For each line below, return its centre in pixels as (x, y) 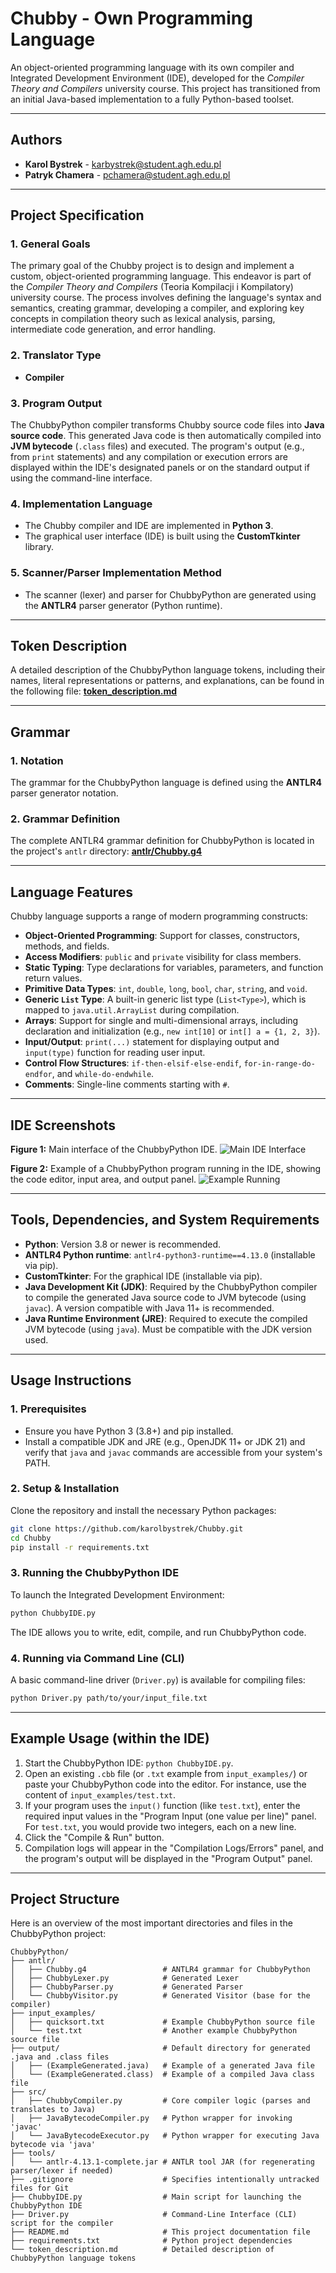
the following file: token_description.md (94, 691)
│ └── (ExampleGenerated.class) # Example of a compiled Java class (162, 2075)
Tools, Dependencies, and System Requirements (165, 1220)
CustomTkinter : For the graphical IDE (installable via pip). (143, 1276)
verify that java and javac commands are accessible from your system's (173, 1452)
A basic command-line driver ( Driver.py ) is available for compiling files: (158, 1679)
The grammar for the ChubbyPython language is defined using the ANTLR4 (166, 783)
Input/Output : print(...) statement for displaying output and (152, 1042)
